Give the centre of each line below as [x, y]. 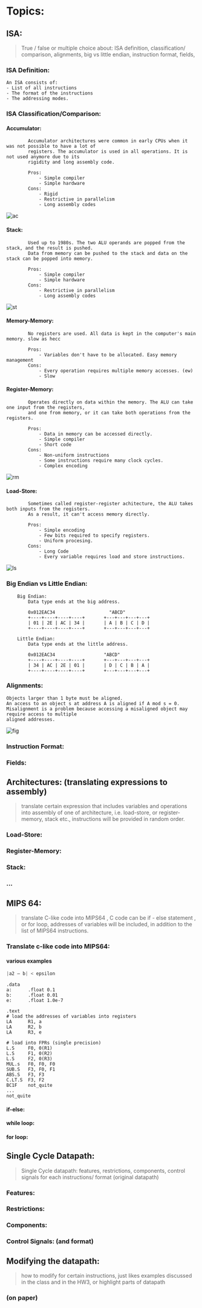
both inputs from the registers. [48, 509]
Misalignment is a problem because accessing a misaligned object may [97, 709]
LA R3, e [24, 1032]
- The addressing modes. [37, 99]
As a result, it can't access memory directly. [89, 514]
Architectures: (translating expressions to [87, 782]
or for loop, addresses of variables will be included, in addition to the [106, 924]
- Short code [55, 445]
